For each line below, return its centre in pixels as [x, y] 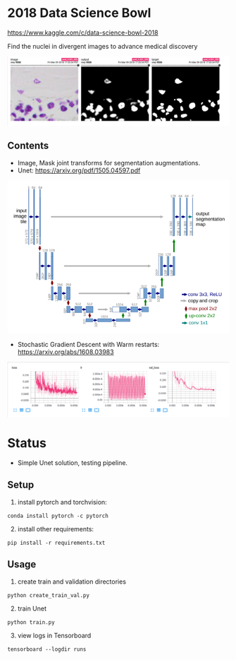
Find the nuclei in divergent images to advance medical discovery [103, 46]
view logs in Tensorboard [54, 635]
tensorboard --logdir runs [47, 649]
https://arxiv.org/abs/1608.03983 [66, 352]
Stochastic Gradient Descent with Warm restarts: [88, 344]
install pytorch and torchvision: [62, 502]
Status [27, 443]
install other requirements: [55, 529]
